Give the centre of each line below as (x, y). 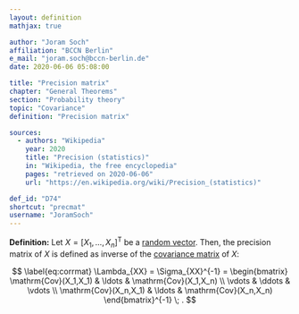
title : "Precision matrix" (59, 83)
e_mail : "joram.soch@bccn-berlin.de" (79, 59)
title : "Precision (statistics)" (87, 157)
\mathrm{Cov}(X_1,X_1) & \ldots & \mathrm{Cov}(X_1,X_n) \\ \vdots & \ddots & (150, 280)
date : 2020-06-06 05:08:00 (59, 67)
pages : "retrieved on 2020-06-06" (89, 174)
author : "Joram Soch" (50, 42)
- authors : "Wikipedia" (61, 141)
